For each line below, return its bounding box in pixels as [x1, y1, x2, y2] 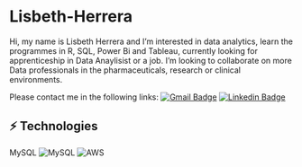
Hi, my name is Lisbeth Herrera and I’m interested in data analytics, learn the [9, 36, 293, 47]
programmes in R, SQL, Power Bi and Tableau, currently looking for [9, 45, 259, 56]
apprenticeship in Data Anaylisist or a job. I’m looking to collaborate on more [9, 55, 293, 66]
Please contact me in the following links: [9, 92, 160, 102]
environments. [9, 74, 63, 84]
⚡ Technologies [9, 119, 98, 134]
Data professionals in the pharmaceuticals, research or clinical [9, 65, 242, 75]
